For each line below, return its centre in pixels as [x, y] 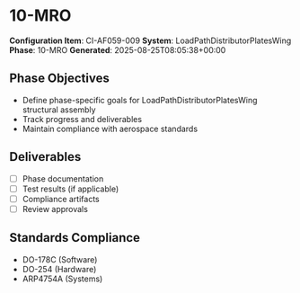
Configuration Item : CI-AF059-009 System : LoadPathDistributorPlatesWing [150, 40]
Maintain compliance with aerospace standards [110, 129]
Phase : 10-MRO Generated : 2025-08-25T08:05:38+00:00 [118, 49]
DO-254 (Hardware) [59, 269]
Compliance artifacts [61, 199]
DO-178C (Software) [60, 259]
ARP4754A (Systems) [62, 279]
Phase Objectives [59, 79]
